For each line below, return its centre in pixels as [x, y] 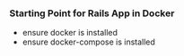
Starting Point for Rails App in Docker [92, 13]
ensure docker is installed [70, 33]
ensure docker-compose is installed [88, 42]
